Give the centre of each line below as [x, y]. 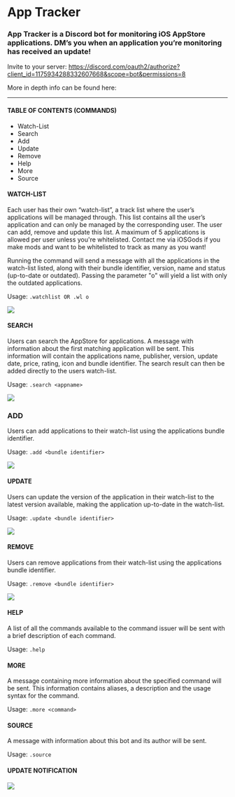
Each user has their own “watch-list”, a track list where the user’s [101, 209]
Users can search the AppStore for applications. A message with [100, 341]
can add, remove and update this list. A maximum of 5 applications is [107, 232]
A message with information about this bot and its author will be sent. [107, 741]
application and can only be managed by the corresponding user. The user [115, 224]
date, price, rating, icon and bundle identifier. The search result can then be [116, 363]
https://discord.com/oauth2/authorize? [124, 67]
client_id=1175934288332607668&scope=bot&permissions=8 [97, 74]
